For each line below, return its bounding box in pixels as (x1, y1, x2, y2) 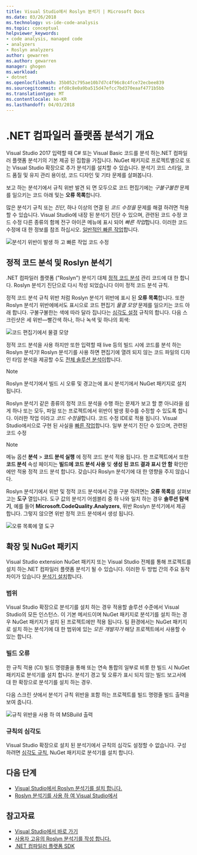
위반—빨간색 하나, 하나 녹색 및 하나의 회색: (32, 316, 131, 323)
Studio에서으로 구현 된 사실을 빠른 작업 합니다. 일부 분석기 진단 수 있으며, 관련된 (6, 422, 188, 429)
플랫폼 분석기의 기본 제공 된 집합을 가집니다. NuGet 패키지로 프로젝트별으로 (12, 157, 185, 164)
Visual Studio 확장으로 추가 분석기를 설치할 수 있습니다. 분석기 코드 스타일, (12, 164, 183, 171)
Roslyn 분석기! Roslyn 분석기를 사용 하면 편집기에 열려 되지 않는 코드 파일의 (6, 349, 179, 356)
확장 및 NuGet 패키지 (6, 542, 78, 552)
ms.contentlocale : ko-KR (6, 96, 67, 102)
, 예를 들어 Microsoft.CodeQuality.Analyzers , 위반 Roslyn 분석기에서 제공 (11, 503, 186, 510)
